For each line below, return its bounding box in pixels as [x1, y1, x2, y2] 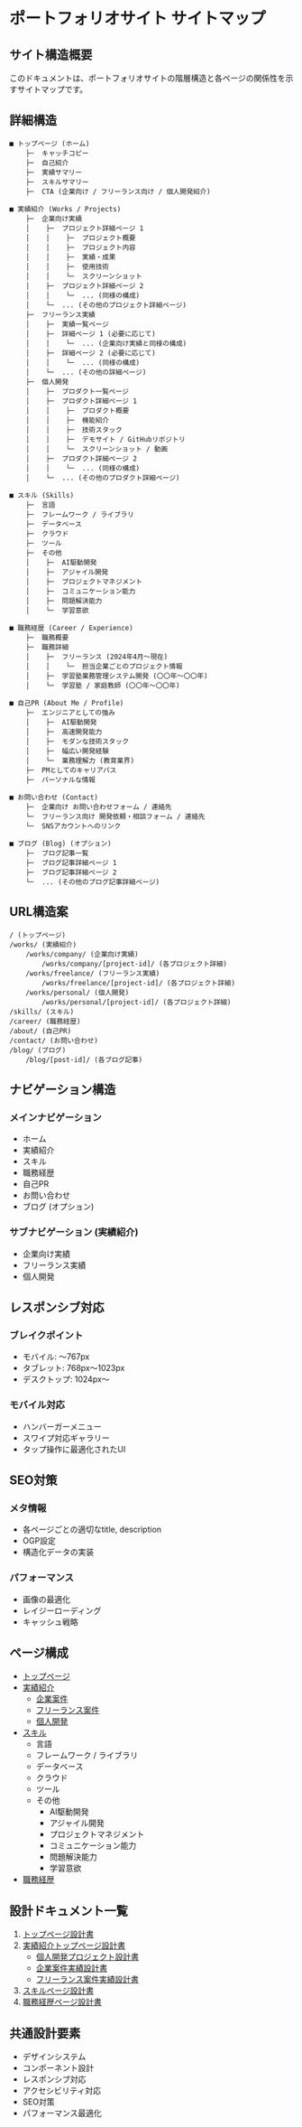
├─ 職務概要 [25, 633, 69, 642]
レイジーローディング [22, 1605, 102, 1616]
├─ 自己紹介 [25, 158, 69, 167]
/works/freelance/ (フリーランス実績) [25, 968, 160, 978]
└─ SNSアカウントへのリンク [25, 821, 122, 831]
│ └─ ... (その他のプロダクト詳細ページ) [25, 473, 180, 482]
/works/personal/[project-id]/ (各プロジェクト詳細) [41, 997, 232, 1007]
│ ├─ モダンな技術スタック [25, 737, 129, 746]
